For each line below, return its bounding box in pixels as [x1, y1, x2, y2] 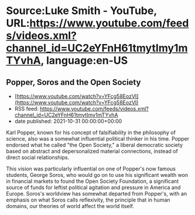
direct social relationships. [6, 154, 70, 161]
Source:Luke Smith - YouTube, [6, 4, 157, 18]
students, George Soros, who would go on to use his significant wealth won [6, 172, 189, 178]
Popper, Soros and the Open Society [6, 77, 141, 87]
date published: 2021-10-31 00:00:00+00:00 [14, 118, 122, 124]
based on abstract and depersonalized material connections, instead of [6, 148, 179, 155]
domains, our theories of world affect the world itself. [6, 203, 135, 209]
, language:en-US [40, 54, 128, 67]
